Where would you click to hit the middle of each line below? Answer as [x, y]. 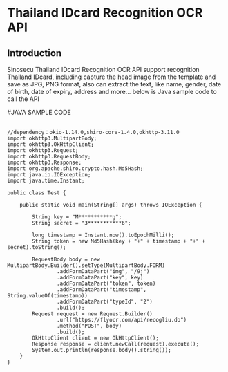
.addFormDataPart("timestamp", [102, 290]
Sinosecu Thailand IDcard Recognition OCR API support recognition [103, 69]
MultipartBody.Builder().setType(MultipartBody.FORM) [86, 266]
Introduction [35, 53]
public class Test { [37, 193]
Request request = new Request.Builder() [93, 314]
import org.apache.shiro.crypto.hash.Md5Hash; [75, 169]
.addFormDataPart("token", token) [106, 283]
